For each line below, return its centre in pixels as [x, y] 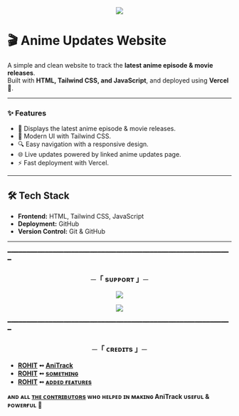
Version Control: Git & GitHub [61, 232]
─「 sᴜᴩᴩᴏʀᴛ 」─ [119, 279]
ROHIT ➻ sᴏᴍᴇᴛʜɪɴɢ [48, 373]
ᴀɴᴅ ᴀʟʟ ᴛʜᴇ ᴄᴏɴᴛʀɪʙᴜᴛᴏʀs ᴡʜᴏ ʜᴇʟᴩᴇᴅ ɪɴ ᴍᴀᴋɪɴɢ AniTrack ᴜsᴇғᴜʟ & [108, 396]
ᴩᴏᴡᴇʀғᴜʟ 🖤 [25, 405]
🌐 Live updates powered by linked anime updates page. [99, 155]
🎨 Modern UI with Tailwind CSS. [64, 136]
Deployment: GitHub [48, 224]
